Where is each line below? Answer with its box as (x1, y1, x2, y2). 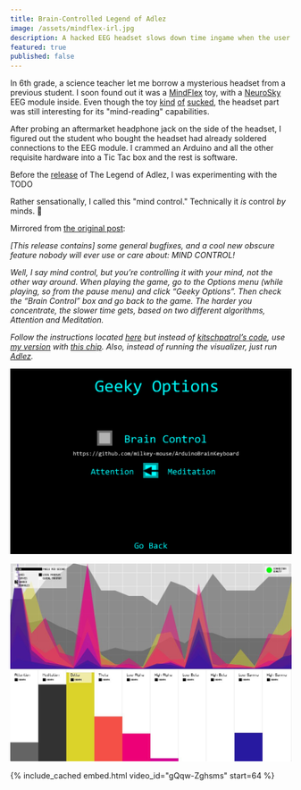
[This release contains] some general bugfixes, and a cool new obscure (10, 240, 275, 251)
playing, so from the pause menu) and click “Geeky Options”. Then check (10, 286, 282, 297)
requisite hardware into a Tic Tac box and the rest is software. (10, 152, 238, 163)
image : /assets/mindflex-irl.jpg (10, 23, 135, 33)
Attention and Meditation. (10, 315, 105, 325)
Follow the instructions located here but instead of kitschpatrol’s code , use (10, 332, 286, 343)
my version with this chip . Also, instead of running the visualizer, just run (10, 341, 278, 352)
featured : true (10, 43, 67, 52)
